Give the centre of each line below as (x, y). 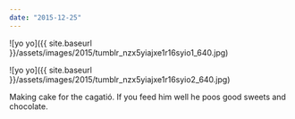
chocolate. (29, 106)
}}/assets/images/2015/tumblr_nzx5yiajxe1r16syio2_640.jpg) (120, 79)
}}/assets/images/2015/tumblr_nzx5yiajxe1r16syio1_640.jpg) (119, 52)
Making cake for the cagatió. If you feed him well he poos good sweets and (147, 97)
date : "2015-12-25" (46, 17)
